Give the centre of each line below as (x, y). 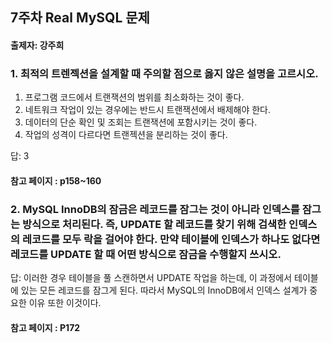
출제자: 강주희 (37, 45)
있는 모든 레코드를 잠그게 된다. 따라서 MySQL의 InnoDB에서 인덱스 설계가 (164, 290)
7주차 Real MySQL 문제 (80, 18)
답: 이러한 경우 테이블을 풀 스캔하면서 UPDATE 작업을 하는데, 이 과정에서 (151, 278)
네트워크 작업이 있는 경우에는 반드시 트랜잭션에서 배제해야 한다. (148, 110)
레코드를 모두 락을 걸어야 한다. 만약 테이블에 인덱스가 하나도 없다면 (171, 239)
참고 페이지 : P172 (45, 327)
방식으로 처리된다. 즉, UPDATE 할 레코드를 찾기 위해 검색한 (154, 224)
